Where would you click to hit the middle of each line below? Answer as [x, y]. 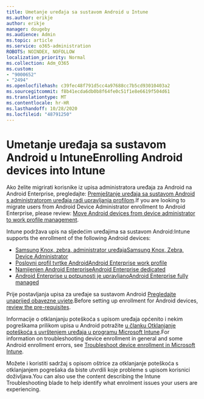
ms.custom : [20, 69]
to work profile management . [43, 220]
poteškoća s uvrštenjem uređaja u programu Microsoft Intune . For [88, 332]
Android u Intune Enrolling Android [94, 157]
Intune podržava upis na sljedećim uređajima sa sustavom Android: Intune [98, 232]
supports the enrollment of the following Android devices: [79, 238]
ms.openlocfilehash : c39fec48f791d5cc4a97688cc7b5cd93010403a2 [88, 86]
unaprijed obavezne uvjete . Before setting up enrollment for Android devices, [102, 301]
